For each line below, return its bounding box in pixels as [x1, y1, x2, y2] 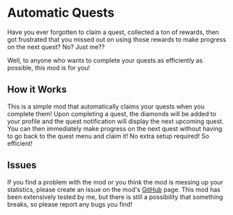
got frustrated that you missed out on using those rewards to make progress [7, 35, 227, 43]
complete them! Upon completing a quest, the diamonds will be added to [7, 109, 216, 118]
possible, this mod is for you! [7, 63, 91, 72]
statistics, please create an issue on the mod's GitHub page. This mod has [7, 185, 221, 193]
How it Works [7, 83, 67, 95]
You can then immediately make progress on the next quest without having [7, 124, 223, 133]
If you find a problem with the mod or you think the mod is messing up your [7, 177, 223, 186]
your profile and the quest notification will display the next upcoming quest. [7, 117, 225, 125]
